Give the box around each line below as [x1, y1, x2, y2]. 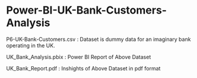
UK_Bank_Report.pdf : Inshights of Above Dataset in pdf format [6, 64, 161, 71]
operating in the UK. [6, 42, 55, 49]
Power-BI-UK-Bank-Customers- [6, 4, 167, 17]
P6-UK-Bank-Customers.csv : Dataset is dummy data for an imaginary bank [6, 35, 191, 43]
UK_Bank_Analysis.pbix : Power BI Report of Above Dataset [6, 53, 151, 60]
